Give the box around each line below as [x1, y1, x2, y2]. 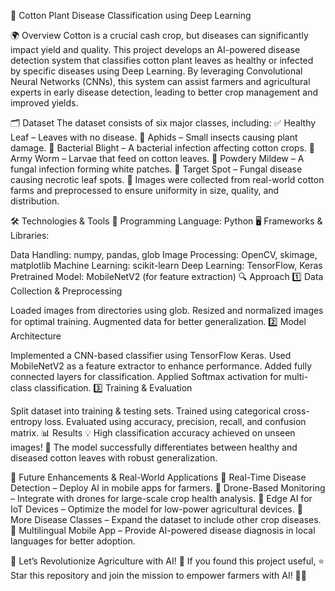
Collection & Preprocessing [10, 285, 123, 297]
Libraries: [10, 230, 50, 241]
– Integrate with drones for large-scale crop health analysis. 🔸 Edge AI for [10, 493, 313, 504]
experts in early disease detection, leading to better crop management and [10, 86, 319, 98]
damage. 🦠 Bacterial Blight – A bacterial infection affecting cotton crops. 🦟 [10, 142, 315, 154]
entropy [10, 416, 43, 427]
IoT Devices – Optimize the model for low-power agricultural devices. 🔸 [10, 503, 303, 515]
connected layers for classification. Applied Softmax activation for [10, 371, 282, 382]
